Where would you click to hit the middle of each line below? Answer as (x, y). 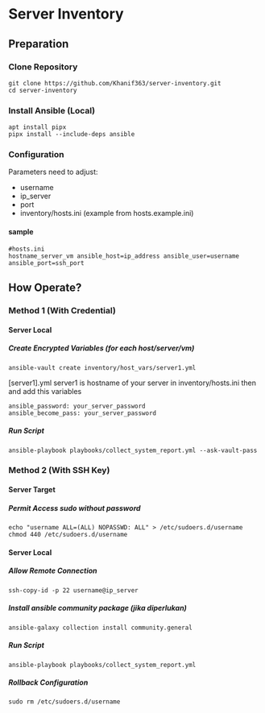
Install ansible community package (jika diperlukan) (98, 608)
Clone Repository (43, 67)
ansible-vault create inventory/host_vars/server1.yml (102, 367)
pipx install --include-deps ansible (72, 135)
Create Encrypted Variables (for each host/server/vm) (101, 348)
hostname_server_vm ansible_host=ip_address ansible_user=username (124, 256)
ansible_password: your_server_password (77, 406)
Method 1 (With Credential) (62, 310)
